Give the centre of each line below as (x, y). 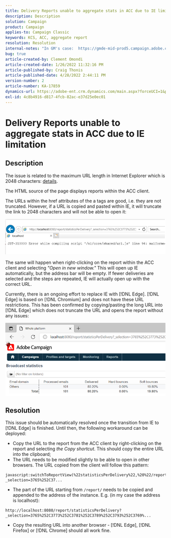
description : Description (33, 16)
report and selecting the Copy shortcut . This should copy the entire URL (88, 449)
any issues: (17, 315)
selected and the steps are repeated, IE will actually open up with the (78, 279)
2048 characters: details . (32, 181)
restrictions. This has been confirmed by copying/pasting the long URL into (84, 305)
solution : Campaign (26, 21)
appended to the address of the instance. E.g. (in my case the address (86, 495)
